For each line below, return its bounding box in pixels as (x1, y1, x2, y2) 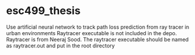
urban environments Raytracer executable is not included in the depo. (6, 29, 177, 36)
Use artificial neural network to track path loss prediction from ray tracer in (6, 23, 190, 30)
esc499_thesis (6, 4, 81, 18)
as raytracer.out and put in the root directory (6, 42, 115, 49)
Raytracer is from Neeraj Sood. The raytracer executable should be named (6, 36, 189, 43)
